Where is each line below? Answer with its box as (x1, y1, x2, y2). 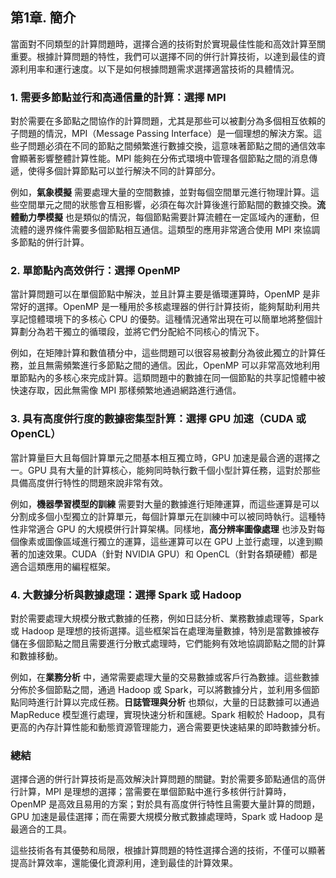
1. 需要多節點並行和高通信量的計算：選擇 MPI (10, 90, 227, 104)
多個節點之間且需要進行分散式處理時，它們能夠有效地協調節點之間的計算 (27, 638, 326, 649)
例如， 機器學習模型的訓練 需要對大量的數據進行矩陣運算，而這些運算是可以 (10, 498, 320, 510)
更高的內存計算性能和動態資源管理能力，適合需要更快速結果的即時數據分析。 (10, 721, 326, 733)
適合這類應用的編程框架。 (10, 560, 116, 572)
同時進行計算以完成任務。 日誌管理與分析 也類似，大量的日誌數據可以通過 (18, 696, 320, 708)
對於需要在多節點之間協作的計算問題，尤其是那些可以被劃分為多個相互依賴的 (10, 115, 326, 127)
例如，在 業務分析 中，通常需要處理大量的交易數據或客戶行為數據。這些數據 (10, 671, 320, 683)
